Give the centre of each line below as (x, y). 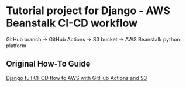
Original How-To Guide (48, 64)
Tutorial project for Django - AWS (88, 11)
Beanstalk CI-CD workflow (72, 23)
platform (16, 46)
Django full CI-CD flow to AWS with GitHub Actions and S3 (77, 78)
